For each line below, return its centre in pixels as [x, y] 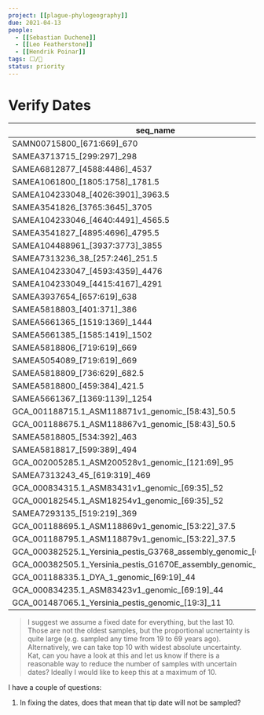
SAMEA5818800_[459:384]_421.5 [78, 385]
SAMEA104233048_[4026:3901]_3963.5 [91, 195]
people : [21, 30]
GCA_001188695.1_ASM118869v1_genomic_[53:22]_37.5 [124, 526]
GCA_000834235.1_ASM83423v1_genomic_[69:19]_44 [118, 589]
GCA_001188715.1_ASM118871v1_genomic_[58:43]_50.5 [124, 411]
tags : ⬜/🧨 [26, 60]
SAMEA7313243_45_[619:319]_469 [81, 475]
